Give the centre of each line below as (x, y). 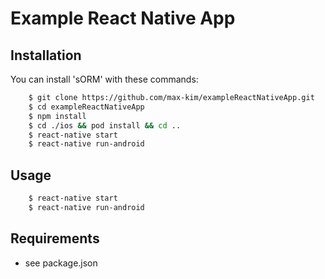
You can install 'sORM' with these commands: (104, 79)
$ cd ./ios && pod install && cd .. (105, 125)
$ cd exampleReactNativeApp (86, 107)
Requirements (55, 238)
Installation (46, 55)
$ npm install (57, 116)
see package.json (61, 263)
